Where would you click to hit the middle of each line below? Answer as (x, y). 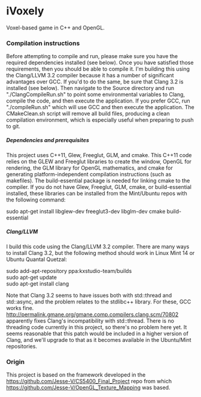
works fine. (20, 308)
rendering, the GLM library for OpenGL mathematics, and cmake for (90, 168)
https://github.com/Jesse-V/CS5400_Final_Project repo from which (89, 381)
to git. (13, 127)
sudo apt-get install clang (38, 284)
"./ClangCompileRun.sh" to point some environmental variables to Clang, (96, 95)
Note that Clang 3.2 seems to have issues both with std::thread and (89, 296)
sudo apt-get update (31, 278)
